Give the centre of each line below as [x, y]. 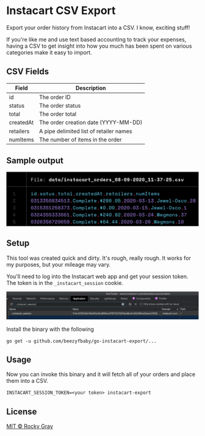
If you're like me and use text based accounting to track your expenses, [96, 39]
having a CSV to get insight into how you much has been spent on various [99, 46]
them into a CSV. [27, 381]
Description [91, 88]
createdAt [21, 122]
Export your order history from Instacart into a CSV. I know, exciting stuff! [98, 28]
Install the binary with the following [50, 329]
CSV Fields [28, 72]
